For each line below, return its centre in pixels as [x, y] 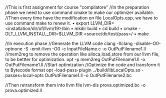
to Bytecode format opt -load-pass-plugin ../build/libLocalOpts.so [73, 70]
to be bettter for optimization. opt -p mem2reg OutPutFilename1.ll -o [75, 59]
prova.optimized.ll [24, 90]
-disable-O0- [147, 43]
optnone [14, 49]
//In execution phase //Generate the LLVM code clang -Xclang [69, 43]
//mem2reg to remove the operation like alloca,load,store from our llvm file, [82, 54]
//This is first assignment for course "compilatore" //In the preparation [77, 7]
